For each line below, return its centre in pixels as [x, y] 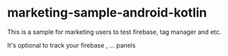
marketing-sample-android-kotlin [107, 13]
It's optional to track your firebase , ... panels [71, 45]
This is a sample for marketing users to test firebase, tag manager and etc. [114, 32]
